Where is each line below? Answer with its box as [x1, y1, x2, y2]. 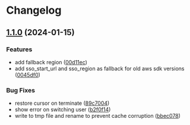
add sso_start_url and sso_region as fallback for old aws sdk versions [14, 65, 185, 72]
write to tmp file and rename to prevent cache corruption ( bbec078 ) [14, 112, 181, 120]
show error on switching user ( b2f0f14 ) [14, 106, 111, 113]
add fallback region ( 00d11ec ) [14, 58, 88, 65]
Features [6, 45, 33, 54]
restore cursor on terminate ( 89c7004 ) [14, 99, 110, 107]
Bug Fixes [6, 86, 36, 94]
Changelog [6, 4, 62, 17]
